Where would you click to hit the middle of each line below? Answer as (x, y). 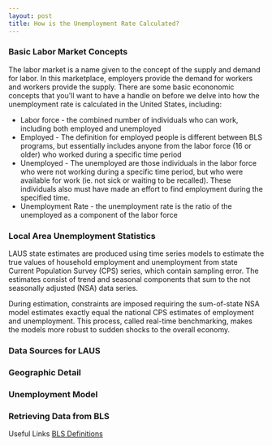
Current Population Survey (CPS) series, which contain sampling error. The (134, 271)
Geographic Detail (45, 372)
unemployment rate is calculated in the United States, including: (115, 104)
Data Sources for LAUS (54, 351)
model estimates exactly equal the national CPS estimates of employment (131, 313)
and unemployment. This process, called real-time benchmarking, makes (131, 321)
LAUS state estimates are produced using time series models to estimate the (136, 253)
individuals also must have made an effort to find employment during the (142, 188)
